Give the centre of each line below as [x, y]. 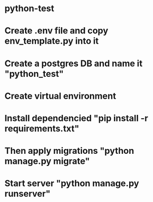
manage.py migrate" [47, 161]
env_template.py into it [52, 41]
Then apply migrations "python [69, 151]
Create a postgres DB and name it [74, 63]
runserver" [28, 194]
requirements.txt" [42, 128]
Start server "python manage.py [72, 184]
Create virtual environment [60, 96]
